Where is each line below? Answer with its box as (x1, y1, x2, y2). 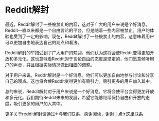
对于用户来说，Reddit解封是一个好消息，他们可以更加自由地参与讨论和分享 (5, 72, 155, 78)
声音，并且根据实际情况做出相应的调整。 (13, 61, 95, 68)
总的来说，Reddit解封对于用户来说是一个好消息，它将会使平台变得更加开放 (5, 88, 155, 94)
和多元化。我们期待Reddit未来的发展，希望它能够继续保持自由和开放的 (5, 94, 146, 100)
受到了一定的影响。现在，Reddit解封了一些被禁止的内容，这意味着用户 (13, 33, 155, 39)
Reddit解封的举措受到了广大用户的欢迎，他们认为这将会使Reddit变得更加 (5, 49, 150, 56)
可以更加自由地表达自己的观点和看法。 (5, 39, 82, 45)
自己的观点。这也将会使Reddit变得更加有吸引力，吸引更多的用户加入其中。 (5, 78, 155, 84)
